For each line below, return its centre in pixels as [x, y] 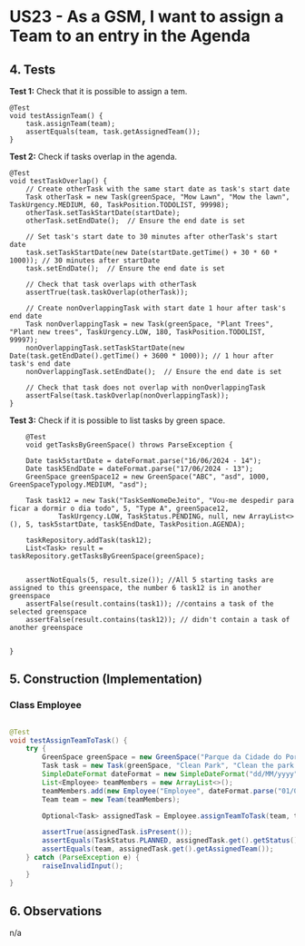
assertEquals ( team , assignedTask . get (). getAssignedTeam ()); [158, 849]
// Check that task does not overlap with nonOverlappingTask [146, 388]
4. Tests [33, 69]
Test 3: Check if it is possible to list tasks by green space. [117, 420]
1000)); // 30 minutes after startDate [85, 261]
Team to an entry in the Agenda [130, 36]
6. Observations [56, 911]
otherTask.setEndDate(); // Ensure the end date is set [136, 221]
